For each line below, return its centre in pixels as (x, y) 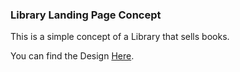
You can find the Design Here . (72, 56)
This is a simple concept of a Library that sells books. (120, 37)
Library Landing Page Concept (86, 15)
